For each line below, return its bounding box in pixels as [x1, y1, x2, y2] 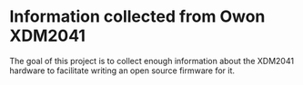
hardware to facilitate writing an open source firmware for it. [9, 65, 235, 76]
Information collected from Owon [9, 6, 266, 27]
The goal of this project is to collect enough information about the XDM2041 [9, 55, 294, 66]
